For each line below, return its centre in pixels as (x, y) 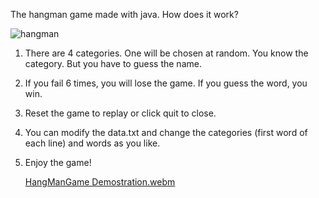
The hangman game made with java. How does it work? (124, 14)
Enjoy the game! (58, 162)
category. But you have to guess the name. (113, 63)
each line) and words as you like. (92, 143)
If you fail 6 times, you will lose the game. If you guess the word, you (166, 83)
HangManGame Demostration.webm (100, 182)
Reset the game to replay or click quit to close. (120, 113)
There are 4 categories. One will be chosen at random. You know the (166, 53)
